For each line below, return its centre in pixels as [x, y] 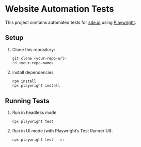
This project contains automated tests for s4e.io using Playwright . [71, 22]
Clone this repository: [33, 49]
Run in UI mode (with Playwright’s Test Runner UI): [62, 130]
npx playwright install [36, 86]
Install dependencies [33, 72]
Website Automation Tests [60, 9]
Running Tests [27, 101]
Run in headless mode [34, 112]
